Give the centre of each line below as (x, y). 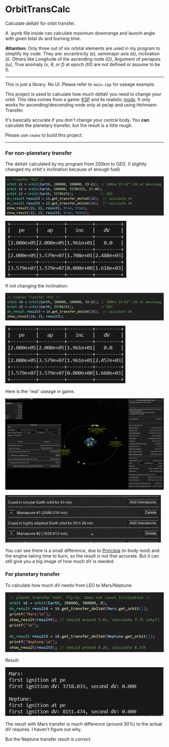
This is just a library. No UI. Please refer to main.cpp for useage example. (80, 84)
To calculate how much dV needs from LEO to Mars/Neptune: (69, 585)
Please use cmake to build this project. (44, 135)
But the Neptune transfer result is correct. (49, 739)
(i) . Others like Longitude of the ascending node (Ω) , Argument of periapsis (83, 59)
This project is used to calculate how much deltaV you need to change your (83, 94)
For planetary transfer (33, 574)
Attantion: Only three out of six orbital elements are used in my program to (83, 48)
